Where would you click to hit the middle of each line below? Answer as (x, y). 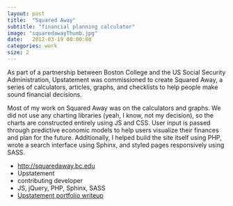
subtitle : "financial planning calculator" (71, 26)
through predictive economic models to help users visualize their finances (113, 130)
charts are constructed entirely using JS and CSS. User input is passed (109, 122)
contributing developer (50, 180)
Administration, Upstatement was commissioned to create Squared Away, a (115, 79)
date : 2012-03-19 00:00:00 (49, 40)
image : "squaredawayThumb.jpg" (53, 33)
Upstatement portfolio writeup (61, 195)
